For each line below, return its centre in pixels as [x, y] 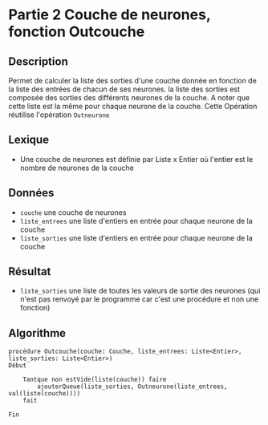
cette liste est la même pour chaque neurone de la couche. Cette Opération [133, 106]
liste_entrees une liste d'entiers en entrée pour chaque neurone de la [136, 221]
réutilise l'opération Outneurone [59, 115]
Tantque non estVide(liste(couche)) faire [95, 380]
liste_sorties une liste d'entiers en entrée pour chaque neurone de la [136, 237]
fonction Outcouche [77, 32]
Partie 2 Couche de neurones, [110, 15]
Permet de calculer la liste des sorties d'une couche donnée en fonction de [132, 81]
